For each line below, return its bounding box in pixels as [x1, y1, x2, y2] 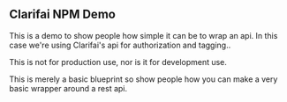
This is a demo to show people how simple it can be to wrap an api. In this [9, 30, 278, 40]
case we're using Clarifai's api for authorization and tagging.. [9, 40, 231, 50]
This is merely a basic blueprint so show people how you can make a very [9, 74, 278, 84]
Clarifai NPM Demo [9, 7, 117, 22]
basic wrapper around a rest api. [9, 83, 128, 93]
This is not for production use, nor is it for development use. [9, 56, 228, 67]
